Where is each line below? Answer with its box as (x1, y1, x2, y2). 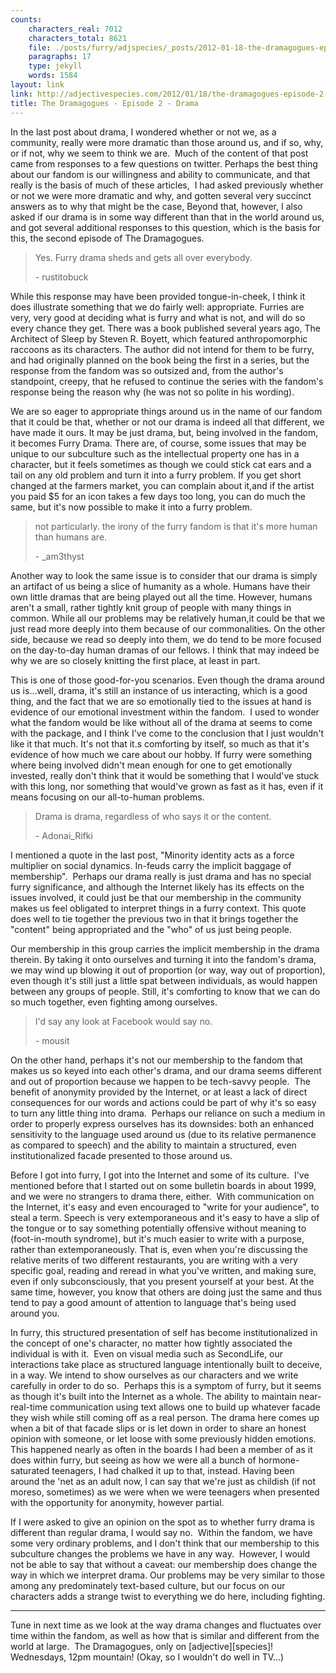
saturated (10, 1464, 50, 1476)
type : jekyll (28, 61, 83, 71)
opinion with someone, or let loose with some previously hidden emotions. (10, 1432, 317, 1445)
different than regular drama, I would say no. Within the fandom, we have (10, 1526, 313, 1538)
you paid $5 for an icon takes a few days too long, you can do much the (10, 490, 306, 502)
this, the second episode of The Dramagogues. (10, 232, 205, 244)
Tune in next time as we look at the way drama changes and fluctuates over (10, 1619, 322, 1631)
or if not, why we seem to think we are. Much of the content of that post (10, 147, 309, 159)
